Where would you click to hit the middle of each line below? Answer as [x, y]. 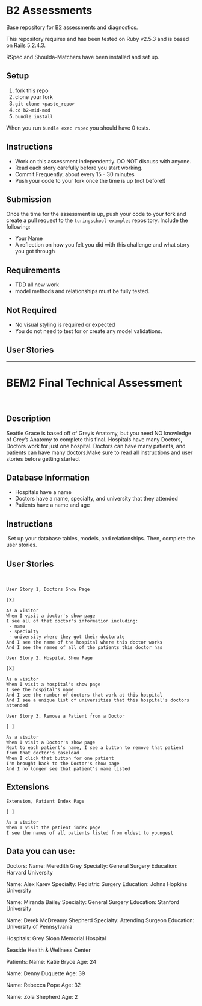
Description [29, 419]
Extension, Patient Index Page [45, 801]
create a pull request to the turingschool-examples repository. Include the [97, 220]
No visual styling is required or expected [65, 324]
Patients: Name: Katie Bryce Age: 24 [51, 961]
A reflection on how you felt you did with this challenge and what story [102, 245]
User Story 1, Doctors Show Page [48, 589]
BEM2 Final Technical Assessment [94, 383]
